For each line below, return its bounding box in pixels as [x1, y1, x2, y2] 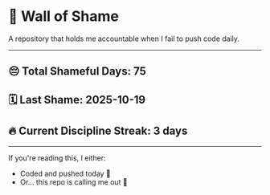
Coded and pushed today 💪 [19, 169, 111, 178]
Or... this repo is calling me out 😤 [19, 177, 129, 187]
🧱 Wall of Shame [8, 7, 119, 26]
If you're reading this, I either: [8, 152, 106, 163]
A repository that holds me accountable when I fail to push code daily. [8, 34, 239, 43]
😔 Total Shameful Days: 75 [8, 64, 147, 79]
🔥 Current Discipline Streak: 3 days [8, 124, 188, 138]
